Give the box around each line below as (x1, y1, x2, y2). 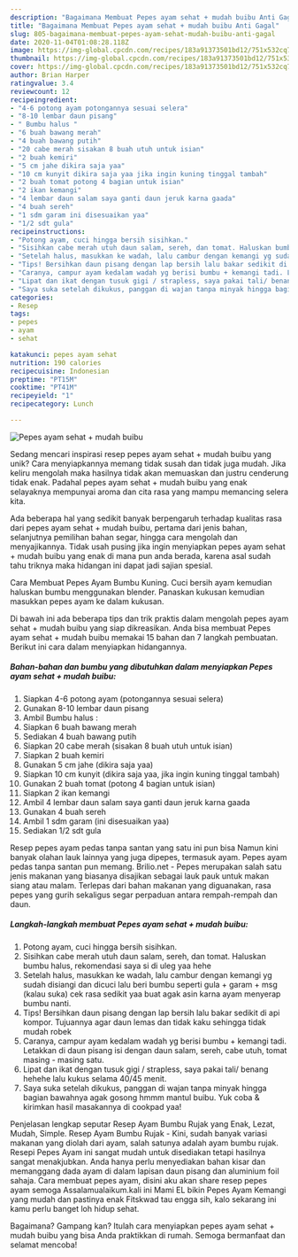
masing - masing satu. (22, 1054, 104, 1065)
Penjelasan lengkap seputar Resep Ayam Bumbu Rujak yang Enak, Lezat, (10, 1118, 276, 1129)
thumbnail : (10, 54, 50, 63)
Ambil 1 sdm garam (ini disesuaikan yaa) (22, 816, 170, 826)
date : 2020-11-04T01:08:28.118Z (10, 37, 129, 47)
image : (10, 46, 34, 55)
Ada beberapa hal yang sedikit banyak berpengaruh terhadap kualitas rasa (10, 513, 282, 524)
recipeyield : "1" (10, 392, 74, 400)
